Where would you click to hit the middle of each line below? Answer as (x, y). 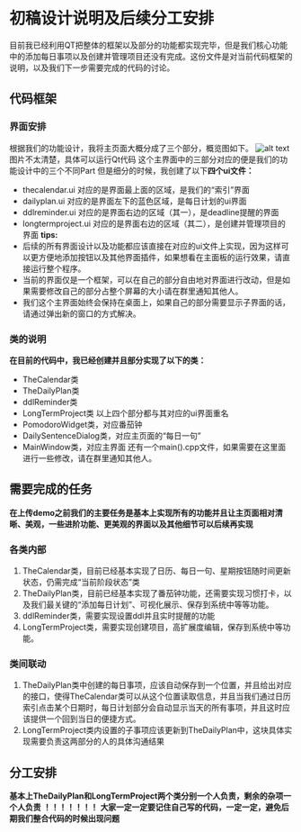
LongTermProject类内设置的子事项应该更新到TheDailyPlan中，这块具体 (153, 730)
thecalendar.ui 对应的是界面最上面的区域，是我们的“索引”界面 (136, 189)
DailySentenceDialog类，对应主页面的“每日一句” (111, 435)
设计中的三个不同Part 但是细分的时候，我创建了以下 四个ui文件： (135, 170)
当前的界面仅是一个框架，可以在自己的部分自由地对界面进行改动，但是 (152, 279)
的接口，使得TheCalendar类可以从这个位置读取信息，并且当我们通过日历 (156, 696)
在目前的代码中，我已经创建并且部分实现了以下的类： (108, 360)
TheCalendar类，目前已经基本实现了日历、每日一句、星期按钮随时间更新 (156, 571)
